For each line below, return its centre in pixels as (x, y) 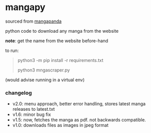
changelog (19, 93)
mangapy (25, 7)
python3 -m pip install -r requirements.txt (60, 60)
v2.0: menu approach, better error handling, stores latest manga (79, 104)
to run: (12, 50)
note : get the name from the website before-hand (57, 41)
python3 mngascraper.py (44, 70)
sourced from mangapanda (33, 21)
